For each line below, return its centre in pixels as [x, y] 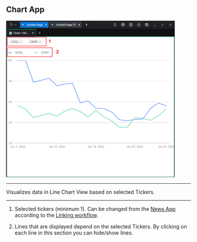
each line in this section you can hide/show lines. [74, 233]
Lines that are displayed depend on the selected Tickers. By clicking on [101, 227]
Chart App [26, 10]
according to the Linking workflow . [56, 215]
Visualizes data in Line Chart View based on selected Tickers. [81, 192]
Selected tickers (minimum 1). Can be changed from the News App [95, 209]
